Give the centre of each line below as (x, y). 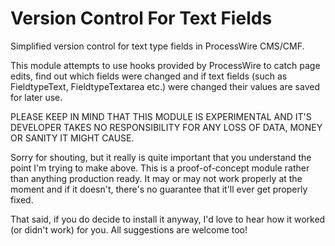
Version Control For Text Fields (141, 18)
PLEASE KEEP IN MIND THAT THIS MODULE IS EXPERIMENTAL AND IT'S (161, 116)
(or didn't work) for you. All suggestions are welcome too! (129, 229)
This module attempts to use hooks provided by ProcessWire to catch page (165, 65)
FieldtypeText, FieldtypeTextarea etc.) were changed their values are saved (165, 86)
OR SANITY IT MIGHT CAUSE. (72, 138)
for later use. (36, 97)
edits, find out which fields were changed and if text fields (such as (149, 76)
